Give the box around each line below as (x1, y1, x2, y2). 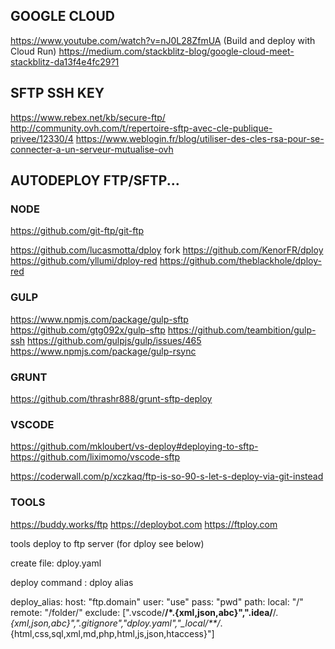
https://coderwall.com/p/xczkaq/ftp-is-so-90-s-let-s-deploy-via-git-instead (10, 470, 324, 483)
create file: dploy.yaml (10, 557, 102, 569)
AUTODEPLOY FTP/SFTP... (10, 172, 180, 189)
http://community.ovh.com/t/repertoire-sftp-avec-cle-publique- (10, 122, 273, 134)
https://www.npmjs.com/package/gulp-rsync (10, 345, 197, 357)
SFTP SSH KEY (10, 85, 105, 102)
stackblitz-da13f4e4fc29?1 (10, 55, 120, 68)
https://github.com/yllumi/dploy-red (10, 255, 158, 267)
